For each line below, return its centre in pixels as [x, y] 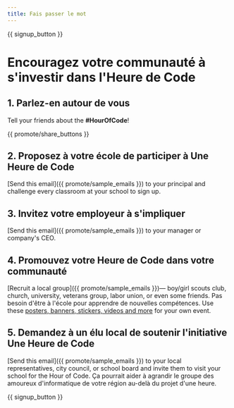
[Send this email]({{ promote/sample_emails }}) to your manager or [104, 230]
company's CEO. [32, 238]
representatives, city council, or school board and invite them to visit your [114, 368]
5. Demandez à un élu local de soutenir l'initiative [117, 333]
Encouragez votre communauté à [106, 62]
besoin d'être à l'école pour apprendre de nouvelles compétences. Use [110, 303]
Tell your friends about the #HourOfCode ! [68, 120]
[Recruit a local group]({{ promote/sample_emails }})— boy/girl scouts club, [117, 288]
